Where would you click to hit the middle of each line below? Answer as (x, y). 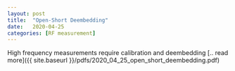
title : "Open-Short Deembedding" (58, 20)
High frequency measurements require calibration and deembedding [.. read (118, 53)
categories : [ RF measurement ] (52, 33)
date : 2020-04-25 (36, 26)
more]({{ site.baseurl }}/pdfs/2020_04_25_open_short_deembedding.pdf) (114, 61)
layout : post (26, 14)
